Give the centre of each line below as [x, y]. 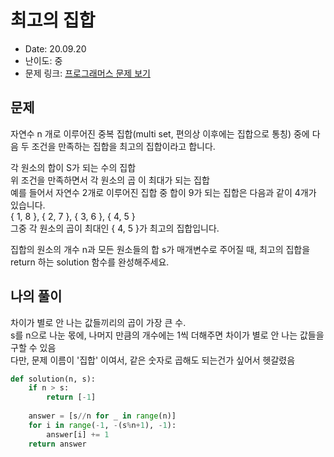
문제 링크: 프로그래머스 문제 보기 [87, 73]
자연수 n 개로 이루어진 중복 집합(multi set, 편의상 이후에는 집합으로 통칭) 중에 [160, 133]
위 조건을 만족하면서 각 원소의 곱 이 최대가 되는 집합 [110, 180]
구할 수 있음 [33, 347]
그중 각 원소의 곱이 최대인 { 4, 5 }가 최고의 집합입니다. [115, 228]
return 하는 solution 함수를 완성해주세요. [90, 262]
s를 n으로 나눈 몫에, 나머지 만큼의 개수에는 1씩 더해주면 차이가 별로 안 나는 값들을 [167, 335]
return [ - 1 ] [71, 397]
